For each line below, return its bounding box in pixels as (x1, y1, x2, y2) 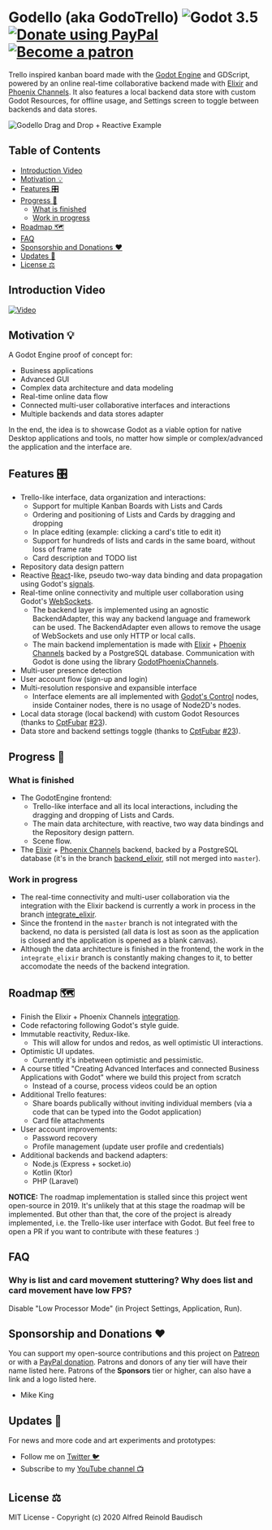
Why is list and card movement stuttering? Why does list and (8, 1275, 253, 1286)
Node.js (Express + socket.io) (32, 1158, 132, 1168)
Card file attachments (32, 1115, 106, 1125)
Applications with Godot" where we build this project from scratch (19, 1072, 242, 1082)
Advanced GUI (19, 375, 70, 385)
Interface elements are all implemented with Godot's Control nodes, (32, 692, 259, 701)
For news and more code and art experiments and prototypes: (8, 1435, 217, 1445)
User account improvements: (19, 1124, 118, 1134)
